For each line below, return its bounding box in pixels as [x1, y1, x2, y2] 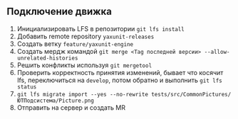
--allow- [204, 48, 230, 55]
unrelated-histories [16, 55, 78, 62]
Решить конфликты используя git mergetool [16, 60, 152, 69]
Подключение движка [6, 6, 112, 18]
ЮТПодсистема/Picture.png [16, 97, 94, 104]
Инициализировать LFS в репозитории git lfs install [16, 24, 185, 33]
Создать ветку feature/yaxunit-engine [16, 39, 133, 48]
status [16, 83, 37, 91]
